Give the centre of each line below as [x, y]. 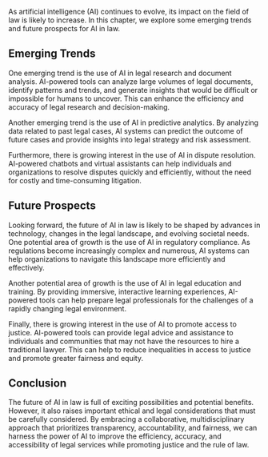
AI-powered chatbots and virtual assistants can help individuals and [120, 163]
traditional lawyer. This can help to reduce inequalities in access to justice [130, 349]
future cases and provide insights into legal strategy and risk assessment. [130, 139]
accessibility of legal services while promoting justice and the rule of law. [129, 445]
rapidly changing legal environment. [67, 308]
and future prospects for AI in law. [64, 28]
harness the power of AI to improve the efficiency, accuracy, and [115, 436]
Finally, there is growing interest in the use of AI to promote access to [123, 324]
